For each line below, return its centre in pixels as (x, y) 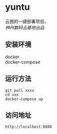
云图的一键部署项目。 (27, 21)
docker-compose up (24, 99)
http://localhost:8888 (28, 127)
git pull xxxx (20, 90)
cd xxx (12, 95)
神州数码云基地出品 (25, 27)
